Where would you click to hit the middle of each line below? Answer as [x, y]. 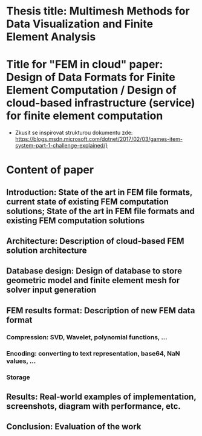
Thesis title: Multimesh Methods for [98, 11]
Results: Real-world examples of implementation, [101, 397]
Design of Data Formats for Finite [91, 77]
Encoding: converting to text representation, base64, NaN [93, 353]
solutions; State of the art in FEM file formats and [101, 211]
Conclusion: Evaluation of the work [74, 427]
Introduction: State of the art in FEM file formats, [99, 192]
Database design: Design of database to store [94, 271]
